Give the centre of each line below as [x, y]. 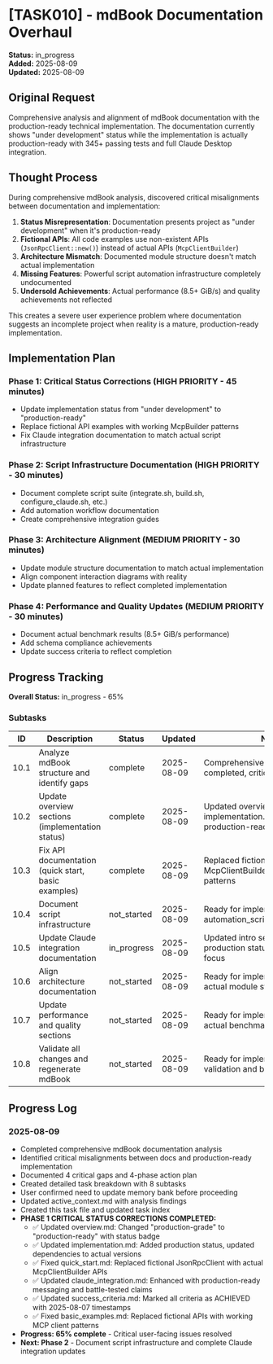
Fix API [52, 850]
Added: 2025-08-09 [43, 64]
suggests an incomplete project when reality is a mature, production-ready [134, 324]
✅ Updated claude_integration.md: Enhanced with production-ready [146, 1280]
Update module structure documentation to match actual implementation [142, 568]
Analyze [54, 752]
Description [70, 739]
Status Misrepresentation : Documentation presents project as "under [137, 221]
